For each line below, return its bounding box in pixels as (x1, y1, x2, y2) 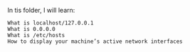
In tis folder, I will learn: (7, 6, 75, 14)
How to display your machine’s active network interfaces (7, 38, 183, 45)
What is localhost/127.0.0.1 (7, 20, 94, 27)
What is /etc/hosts (7, 32, 65, 39)
